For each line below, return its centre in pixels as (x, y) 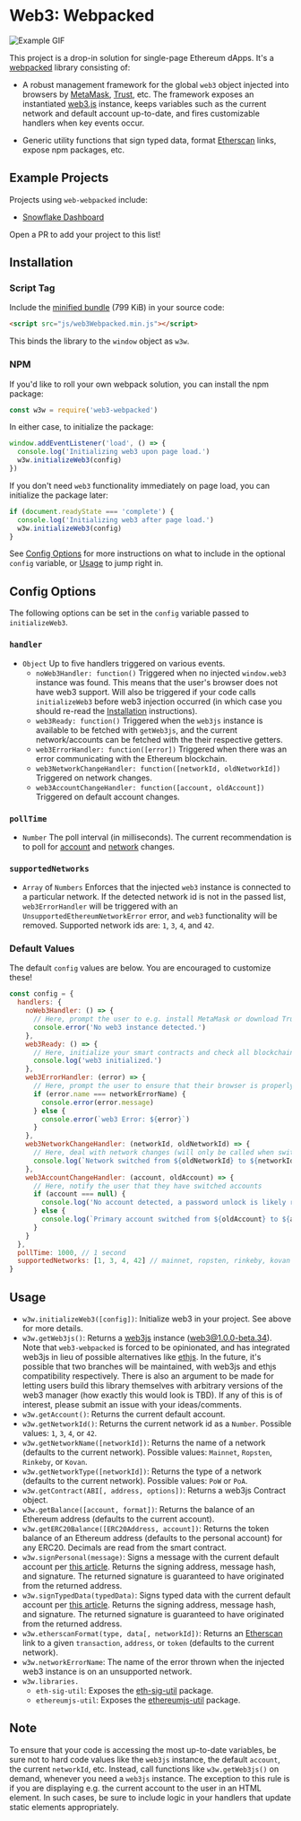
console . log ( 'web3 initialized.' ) (98, 1061)
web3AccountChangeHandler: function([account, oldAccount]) (150, 788)
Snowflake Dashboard (63, 217)
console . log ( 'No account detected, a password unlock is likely (164, 1203)
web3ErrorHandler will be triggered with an (100, 906)
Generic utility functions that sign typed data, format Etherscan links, (149, 140)
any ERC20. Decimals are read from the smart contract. (124, 1547)
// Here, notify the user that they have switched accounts (147, 1186)
